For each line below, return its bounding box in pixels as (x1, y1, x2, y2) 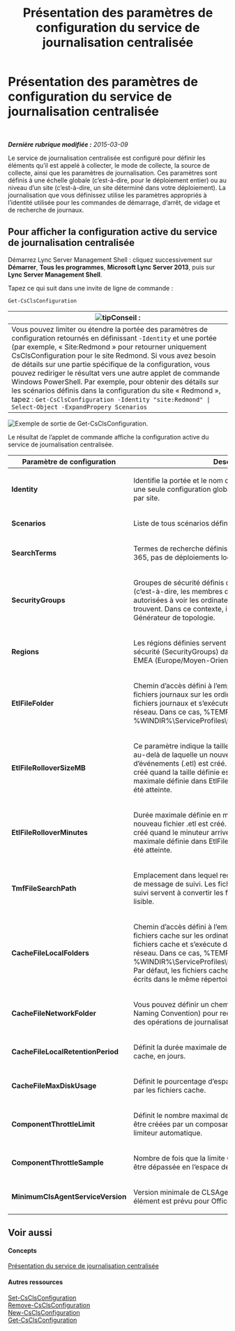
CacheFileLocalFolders (11, 948, 89, 958)
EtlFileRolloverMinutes (11, 827, 88, 837)
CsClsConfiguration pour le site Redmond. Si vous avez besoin (11, 351, 216, 361)
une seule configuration (132, 484, 211, 494)
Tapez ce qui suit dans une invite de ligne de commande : (8, 284, 174, 292)
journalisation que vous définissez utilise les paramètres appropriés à (8, 191, 208, 199)
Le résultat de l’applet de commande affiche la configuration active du (8, 432, 209, 441)
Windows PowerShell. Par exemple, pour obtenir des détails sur (11, 377, 219, 386)
